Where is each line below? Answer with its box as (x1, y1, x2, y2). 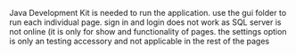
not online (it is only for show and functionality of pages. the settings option (9, 27, 287, 36)
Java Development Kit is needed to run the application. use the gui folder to (9, 8, 287, 18)
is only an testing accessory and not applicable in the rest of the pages (9, 35, 270, 46)
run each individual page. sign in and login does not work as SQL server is (9, 17, 282, 27)
